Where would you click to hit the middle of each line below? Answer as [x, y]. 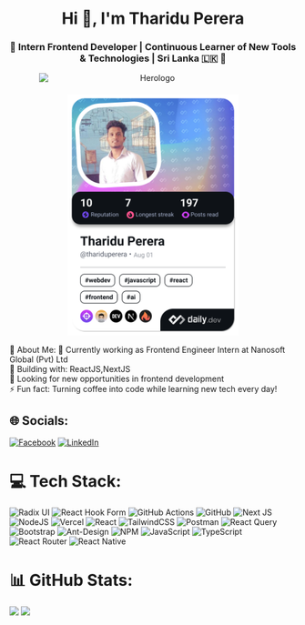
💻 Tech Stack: [66, 481]
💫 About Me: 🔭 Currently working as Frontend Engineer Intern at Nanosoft [147, 349]
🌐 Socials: [39, 421]
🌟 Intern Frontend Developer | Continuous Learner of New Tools [153, 47]
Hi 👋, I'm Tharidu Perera [153, 19]
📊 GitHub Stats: [71, 580]
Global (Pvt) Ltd [39, 359]
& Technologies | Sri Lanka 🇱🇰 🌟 [153, 58]
